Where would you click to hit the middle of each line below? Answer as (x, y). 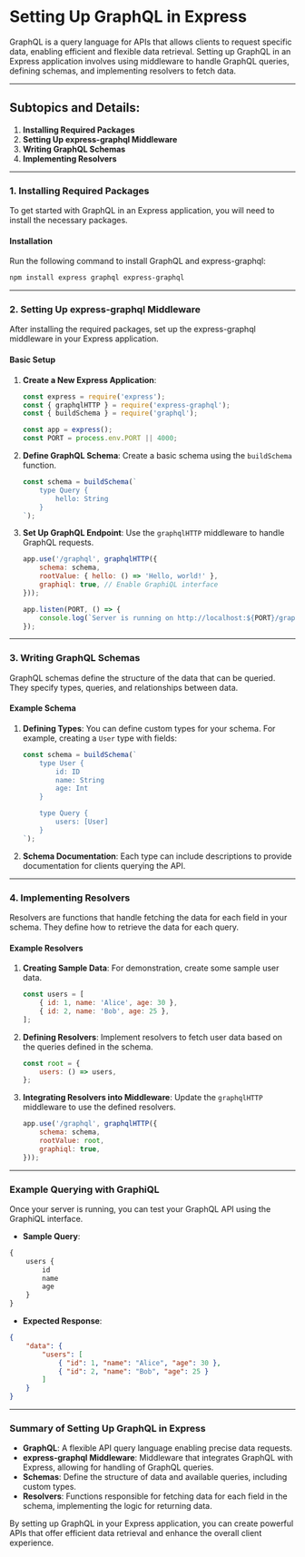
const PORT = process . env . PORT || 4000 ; (100, 439)
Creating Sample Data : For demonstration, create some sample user (151, 968)
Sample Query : (51, 1236)
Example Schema (43, 708)
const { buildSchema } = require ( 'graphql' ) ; (110, 414)
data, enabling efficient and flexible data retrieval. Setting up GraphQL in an (150, 51)
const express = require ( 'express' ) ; (94, 397)
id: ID (68, 772)
